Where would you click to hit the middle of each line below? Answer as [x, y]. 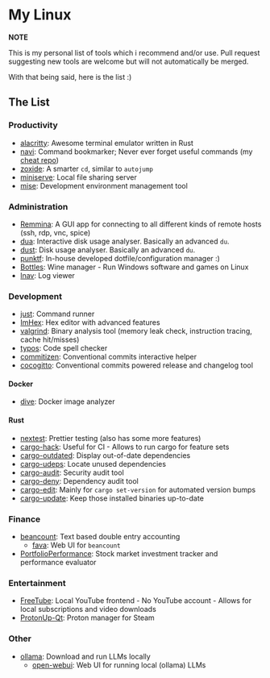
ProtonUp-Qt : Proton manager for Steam [87, 618]
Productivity [33, 125]
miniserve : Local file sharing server [78, 177]
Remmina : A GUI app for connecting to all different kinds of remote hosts [141, 224]
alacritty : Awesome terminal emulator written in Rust [106, 143]
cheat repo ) [39, 160]
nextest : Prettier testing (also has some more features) [110, 438]
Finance [25, 519]
